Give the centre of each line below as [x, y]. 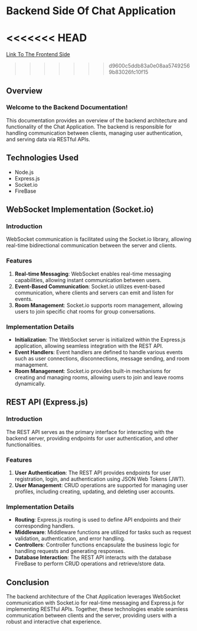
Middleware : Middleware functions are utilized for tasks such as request [103, 532]
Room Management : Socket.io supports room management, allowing [98, 305]
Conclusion [28, 582]
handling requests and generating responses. [70, 551]
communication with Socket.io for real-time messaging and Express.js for [95, 603]
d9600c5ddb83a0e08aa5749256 [150, 66]
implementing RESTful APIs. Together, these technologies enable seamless [97, 609]
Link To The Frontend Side [38, 54]
